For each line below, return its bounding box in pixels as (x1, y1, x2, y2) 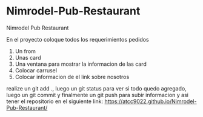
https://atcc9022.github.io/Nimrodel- (104, 98, 197, 105)
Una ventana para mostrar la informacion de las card (15, 60, 147, 68)
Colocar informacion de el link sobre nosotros (15, 73, 130, 80)
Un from (15, 47, 36, 55)
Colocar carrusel (15, 66, 58, 74)
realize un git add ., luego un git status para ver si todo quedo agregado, (6, 84, 187, 92)
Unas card (15, 54, 41, 61)
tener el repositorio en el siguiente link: (6, 98, 104, 105)
